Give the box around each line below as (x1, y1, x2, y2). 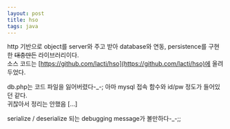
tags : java (7, 23, 39, 30)
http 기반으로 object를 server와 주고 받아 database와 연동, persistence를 (7, 43, 207, 51)
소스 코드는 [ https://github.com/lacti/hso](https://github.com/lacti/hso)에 (7, 60, 211, 68)
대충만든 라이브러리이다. (14, 51, 79, 59)
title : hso (7, 16, 39, 23)
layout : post (7, 10, 45, 17)
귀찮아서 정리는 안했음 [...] (7, 100, 78, 108)
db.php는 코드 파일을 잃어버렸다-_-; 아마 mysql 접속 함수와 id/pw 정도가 (7, 83, 202, 91)
